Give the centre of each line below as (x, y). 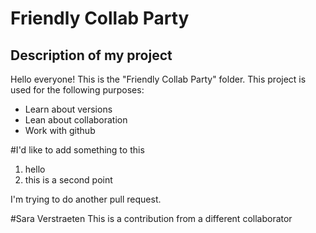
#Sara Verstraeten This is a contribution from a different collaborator (151, 218)
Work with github (60, 130)
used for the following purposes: (77, 90)
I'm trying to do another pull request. (86, 199)
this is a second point (68, 180)
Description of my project (91, 55)
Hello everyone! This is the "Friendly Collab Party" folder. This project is (158, 79)
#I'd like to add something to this (77, 150)
